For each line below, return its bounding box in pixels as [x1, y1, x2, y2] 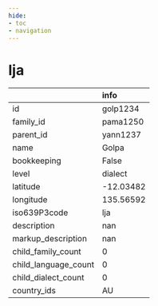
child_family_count [12, 246, 81, 257]
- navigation [8, 26, 52, 34]
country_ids [12, 285, 56, 296]
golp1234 [101, 103, 140, 114]
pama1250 [101, 117, 144, 128]
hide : [8, 11, 26, 20]
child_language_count [12, 259, 94, 270]
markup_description [12, 233, 88, 244]
